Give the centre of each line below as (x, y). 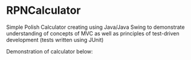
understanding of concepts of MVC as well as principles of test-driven (93, 33)
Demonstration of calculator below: (50, 51)
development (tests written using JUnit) (55, 40)
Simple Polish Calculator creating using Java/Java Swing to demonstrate (95, 27)
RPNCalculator (43, 10)
